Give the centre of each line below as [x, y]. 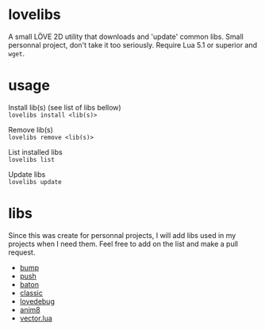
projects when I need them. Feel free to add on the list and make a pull [123, 244]
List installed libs [35, 152]
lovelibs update [35, 182]
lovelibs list [32, 159]
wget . [17, 53]
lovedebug [37, 301]
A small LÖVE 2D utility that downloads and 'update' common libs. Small [126, 36]
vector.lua [36, 318]
